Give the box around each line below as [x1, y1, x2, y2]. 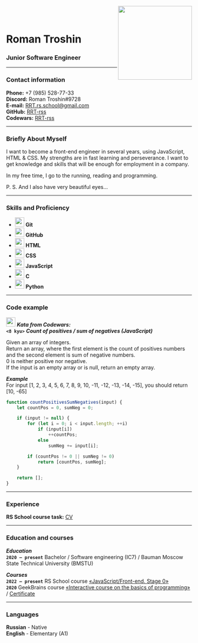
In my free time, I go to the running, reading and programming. [6, 172, 158, 179]
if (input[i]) [37, 426, 72, 432]
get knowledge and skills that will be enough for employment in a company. [6, 161, 190, 168]
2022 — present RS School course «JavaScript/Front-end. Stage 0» [6, 577, 169, 585]
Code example [6, 303, 48, 312]
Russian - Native [6, 624, 47, 631]
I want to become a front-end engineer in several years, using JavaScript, [6, 148, 185, 155]
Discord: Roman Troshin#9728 [6, 95, 81, 103]
